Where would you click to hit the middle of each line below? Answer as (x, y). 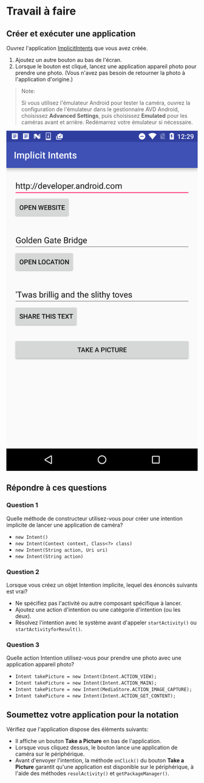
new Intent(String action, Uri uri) (61, 550)
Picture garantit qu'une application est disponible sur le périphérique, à (104, 767)
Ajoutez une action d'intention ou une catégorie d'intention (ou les (98, 609)
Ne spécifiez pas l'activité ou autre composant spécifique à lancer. (98, 603)
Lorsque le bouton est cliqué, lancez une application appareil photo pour (106, 66)
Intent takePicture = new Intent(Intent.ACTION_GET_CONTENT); (95, 696)
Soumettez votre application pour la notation (93, 715)
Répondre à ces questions (57, 488)
